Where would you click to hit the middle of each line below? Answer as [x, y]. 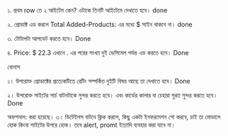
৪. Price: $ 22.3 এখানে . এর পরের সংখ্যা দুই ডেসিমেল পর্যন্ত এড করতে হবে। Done [98, 53]
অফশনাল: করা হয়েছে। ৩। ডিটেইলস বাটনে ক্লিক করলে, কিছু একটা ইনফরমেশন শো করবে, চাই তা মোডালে [114, 117]
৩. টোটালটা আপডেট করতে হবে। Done [49, 39]
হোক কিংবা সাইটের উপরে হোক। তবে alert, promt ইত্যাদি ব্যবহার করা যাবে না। [91, 125]
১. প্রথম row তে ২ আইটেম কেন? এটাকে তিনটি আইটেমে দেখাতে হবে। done [87, 10]
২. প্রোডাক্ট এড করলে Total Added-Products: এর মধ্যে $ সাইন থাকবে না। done [100, 24]
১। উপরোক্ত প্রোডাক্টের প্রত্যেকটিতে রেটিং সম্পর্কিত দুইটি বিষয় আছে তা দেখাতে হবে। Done [99, 81]
